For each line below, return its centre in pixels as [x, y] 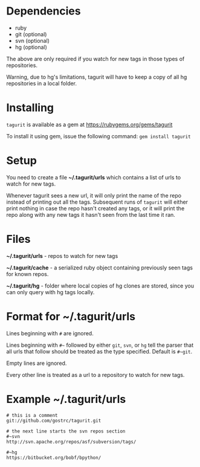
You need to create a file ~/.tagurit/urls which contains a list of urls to [94, 177]
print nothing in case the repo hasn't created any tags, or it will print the [95, 208]
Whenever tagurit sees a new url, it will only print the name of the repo [94, 195]
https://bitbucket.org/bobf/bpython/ [54, 457]
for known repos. [27, 274]
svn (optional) [32, 40]
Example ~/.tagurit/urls [66, 399]
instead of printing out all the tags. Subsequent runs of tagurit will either [97, 202]
